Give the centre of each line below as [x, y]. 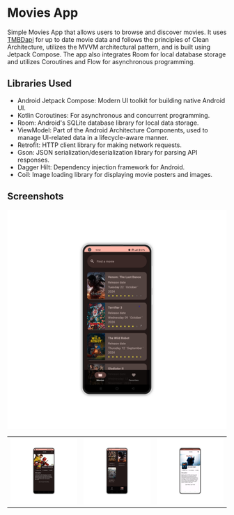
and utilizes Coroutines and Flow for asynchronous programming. [101, 61]
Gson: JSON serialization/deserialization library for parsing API [107, 152]
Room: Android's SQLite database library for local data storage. [108, 123]
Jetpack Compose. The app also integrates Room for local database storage [117, 54]
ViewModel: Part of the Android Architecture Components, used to [112, 130]
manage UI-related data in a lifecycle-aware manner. [93, 137]
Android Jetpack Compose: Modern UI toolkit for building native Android [121, 100]
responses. [33, 160]
